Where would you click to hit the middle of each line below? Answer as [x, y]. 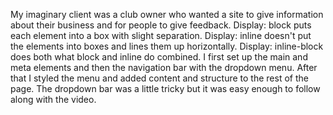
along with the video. [53, 99]
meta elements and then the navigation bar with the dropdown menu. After [164, 67]
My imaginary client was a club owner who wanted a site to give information [167, 14]
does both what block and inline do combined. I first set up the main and [159, 57]
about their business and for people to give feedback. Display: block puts [161, 25]
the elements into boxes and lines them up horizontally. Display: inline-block [167, 46]
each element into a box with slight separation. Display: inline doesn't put [161, 35]
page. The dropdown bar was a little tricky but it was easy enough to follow [165, 88]
